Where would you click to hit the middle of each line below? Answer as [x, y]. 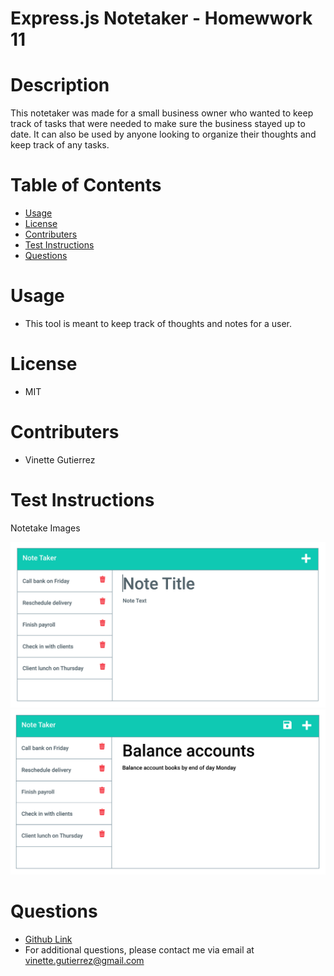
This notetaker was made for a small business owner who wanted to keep [162, 113]
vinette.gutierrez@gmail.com [84, 960]
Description [60, 85]
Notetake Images [45, 528]
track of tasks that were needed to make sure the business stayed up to [158, 124]
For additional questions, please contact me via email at [139, 949]
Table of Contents [86, 185]
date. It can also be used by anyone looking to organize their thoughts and [163, 134]
